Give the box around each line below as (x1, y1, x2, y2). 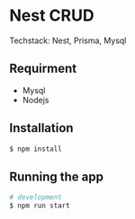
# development (9, 193, 63, 202)
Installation (9, 120, 74, 136)
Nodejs (22, 94, 49, 105)
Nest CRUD (9, 5, 94, 26)
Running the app (9, 169, 103, 184)
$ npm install (9, 145, 63, 153)
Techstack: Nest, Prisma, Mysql (9, 35, 127, 46)
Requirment (9, 61, 77, 76)
